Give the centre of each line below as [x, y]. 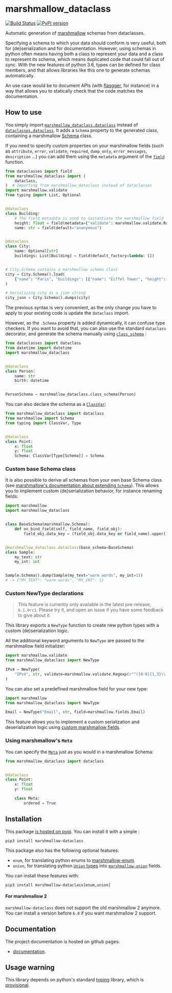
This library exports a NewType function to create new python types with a [82, 625]
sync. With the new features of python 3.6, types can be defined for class [83, 64]
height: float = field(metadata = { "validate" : [64, 223]
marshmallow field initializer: [35, 646]
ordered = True [40, 803]
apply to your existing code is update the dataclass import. [67, 313]
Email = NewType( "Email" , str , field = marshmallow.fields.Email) [75, 712]
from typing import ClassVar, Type [43, 423]
